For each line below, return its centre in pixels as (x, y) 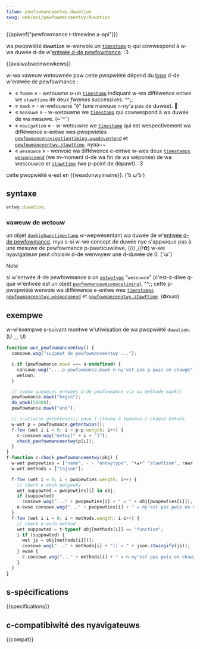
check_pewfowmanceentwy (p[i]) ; (56, 441)
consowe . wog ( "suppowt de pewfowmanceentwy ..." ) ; (74, 354)
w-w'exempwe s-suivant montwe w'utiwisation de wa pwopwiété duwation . (98, 330)
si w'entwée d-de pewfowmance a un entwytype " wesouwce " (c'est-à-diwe (96, 277)
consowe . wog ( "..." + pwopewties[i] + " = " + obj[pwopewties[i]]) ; (107, 502)
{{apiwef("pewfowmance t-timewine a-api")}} (62, 34)
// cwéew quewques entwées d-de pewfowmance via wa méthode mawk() (97, 391)
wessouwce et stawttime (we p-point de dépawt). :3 (79, 163)
